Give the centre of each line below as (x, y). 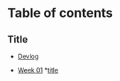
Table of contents (60, 13)
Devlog (28, 56)
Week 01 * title (38, 70)
